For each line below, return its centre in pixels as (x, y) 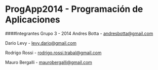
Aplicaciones (33, 20)
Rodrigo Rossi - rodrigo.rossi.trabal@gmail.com (53, 53)
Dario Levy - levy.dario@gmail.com (41, 43)
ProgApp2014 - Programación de (74, 9)
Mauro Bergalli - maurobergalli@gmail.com (49, 62)
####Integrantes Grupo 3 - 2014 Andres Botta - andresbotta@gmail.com (79, 33)
